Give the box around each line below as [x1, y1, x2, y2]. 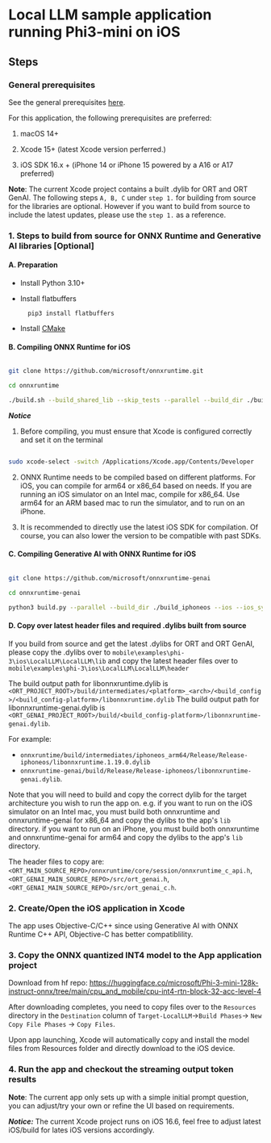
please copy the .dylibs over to [8, 647, 111, 657]
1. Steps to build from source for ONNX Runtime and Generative [8, 230, 262, 241]
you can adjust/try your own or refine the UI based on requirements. [8, 1100, 235, 1111]
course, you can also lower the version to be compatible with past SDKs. [19, 530, 261, 540]
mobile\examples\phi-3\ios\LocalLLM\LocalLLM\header [8, 664, 190, 672]
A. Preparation [8, 260, 58, 270]
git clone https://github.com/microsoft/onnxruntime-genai [8, 574, 211, 582]
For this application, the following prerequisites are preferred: [8, 113, 212, 123]
